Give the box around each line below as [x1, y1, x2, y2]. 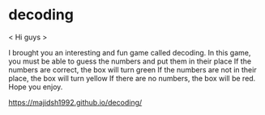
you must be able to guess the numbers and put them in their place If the [8, 56, 252, 66]
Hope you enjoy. [8, 82, 63, 92]
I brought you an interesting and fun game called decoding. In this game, [8, 47, 251, 57]
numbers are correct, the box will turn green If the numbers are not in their [8, 64, 257, 74]
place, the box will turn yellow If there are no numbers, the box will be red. [8, 73, 256, 83]
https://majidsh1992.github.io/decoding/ [8, 97, 143, 107]
